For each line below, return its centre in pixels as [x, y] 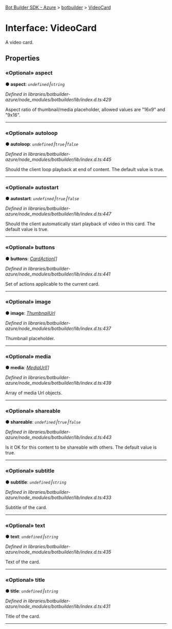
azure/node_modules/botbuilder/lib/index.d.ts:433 [58, 497]
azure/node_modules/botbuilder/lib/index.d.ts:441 [58, 274]
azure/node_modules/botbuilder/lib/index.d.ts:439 [58, 383]
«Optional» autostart [32, 187]
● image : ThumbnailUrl [30, 313]
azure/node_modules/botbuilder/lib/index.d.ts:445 [58, 159]
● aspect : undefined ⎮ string [35, 84]
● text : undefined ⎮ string [32, 537]
